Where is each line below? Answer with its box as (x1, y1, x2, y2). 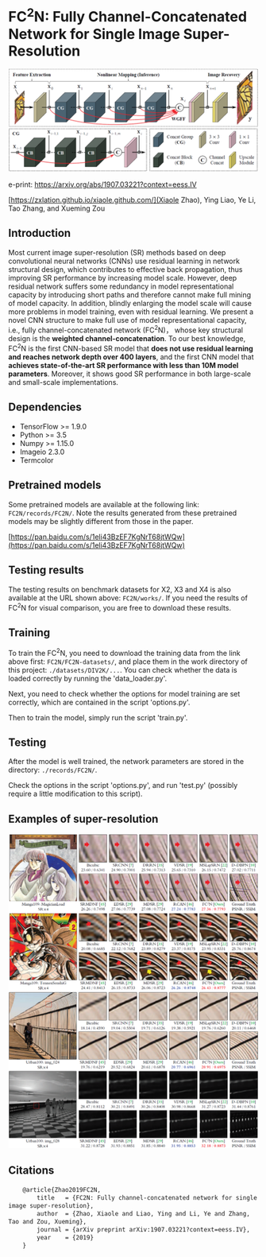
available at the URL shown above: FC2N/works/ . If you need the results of (8, 593, 249, 603)
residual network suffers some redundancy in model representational (8, 281, 234, 291)
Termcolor (19, 455, 54, 465)
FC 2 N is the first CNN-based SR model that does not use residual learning (8, 343, 254, 354)
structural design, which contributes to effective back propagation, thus (8, 264, 243, 274)
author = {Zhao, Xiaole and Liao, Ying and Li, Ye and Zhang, (37, 1209, 250, 1217)
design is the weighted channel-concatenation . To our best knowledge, (8, 334, 246, 343)
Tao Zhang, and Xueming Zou (8, 204, 106, 213)
